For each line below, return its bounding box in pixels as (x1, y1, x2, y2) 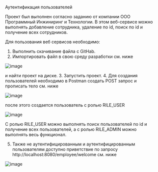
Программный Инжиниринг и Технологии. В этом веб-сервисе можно (5, 19, 153, 25)
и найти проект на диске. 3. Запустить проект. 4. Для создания (5, 73, 138, 78)
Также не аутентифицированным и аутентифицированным (12, 141, 135, 147)
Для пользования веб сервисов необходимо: (5, 39, 101, 45)
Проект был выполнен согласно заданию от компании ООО (5, 14, 131, 19)
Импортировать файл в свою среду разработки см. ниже (12, 54, 133, 59)
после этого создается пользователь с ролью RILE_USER (5, 102, 125, 108)
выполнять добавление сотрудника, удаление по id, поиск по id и (5, 24, 143, 30)
